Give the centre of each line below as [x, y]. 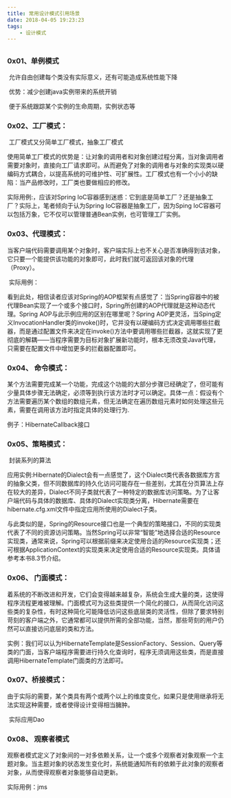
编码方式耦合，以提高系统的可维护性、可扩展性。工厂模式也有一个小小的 [109, 174]
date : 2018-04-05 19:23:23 [46, 20]
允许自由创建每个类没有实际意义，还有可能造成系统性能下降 [93, 77]
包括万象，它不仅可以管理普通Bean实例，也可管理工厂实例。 [98, 215]
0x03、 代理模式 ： [37, 234]
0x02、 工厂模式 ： [37, 126]
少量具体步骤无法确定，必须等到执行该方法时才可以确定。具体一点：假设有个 [115, 392]
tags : [15, 26]
